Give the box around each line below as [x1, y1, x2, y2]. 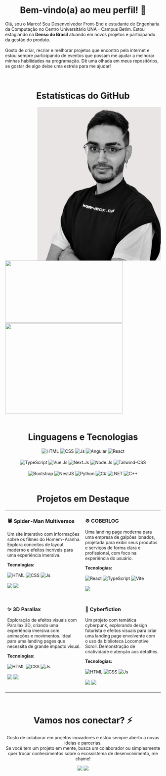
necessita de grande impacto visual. [7, 643, 81, 649]
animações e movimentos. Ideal [7, 633, 72, 639]
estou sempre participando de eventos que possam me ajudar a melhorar [5, 52, 155, 59]
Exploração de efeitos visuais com [7, 617, 77, 623]
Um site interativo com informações [7, 531, 80, 537]
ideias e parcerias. [64, 740, 102, 746]
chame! [75, 756, 91, 762]
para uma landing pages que [7, 638, 66, 644]
